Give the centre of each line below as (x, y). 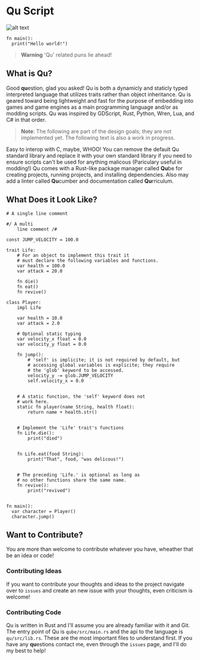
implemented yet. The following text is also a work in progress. (98, 137)
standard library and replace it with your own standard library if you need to (99, 155)
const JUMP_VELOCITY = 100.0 (42, 240)
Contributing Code (34, 612)
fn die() (28, 281)
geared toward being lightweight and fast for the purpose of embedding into (100, 100)
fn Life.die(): (36, 433)
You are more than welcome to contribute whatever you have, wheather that (100, 549)
